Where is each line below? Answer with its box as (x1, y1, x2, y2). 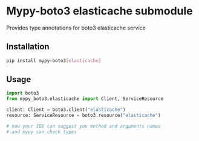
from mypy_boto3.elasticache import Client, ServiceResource (6, 96, 164, 102)
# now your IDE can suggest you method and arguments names (6, 123, 161, 129)
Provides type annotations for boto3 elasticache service (6, 24, 146, 31)
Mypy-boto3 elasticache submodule (6, 4, 194, 18)
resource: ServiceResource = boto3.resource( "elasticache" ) (6, 113, 161, 119)
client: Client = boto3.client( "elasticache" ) (6, 107, 126, 113)
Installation (6, 42, 50, 52)
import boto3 (6, 90, 39, 96)
